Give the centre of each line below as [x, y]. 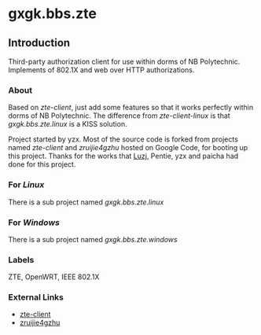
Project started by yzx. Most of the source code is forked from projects [123, 139]
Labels [21, 260]
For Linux [26, 185]
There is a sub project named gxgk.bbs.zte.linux [86, 202]
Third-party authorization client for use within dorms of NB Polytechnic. [124, 61]
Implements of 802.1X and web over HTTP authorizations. [101, 70]
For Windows [34, 223]
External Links [36, 297]
